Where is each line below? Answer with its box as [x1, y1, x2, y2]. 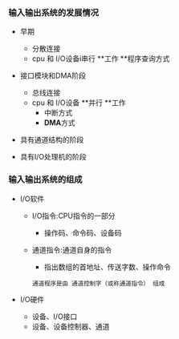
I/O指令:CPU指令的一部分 [31, 211, 116, 220]
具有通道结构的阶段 [19, 135, 84, 145]
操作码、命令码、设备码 [43, 228, 122, 237]
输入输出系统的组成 [8, 174, 83, 185]
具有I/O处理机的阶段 [19, 152, 87, 162]
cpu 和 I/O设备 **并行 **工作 [31, 98, 126, 107]
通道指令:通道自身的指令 [31, 244, 112, 254]
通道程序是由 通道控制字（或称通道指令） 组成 [31, 279, 165, 288]
